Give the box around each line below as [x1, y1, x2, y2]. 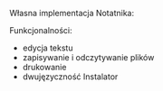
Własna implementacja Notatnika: [9, 8, 134, 18]
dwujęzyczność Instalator [22, 71, 119, 82]
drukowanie [22, 62, 67, 72]
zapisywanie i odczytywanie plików [22, 52, 155, 62]
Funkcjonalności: [9, 25, 72, 35]
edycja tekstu [22, 42, 73, 53]
